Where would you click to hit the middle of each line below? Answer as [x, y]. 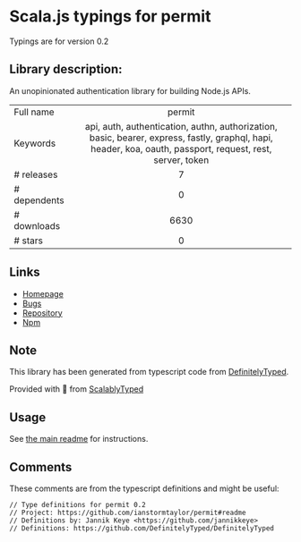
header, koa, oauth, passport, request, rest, [181, 148]
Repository [42, 313]
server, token [181, 160]
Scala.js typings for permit [110, 17]
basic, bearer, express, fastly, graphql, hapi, [181, 138]
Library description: [66, 69]
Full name [34, 112]
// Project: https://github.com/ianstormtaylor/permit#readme [128, 512]
